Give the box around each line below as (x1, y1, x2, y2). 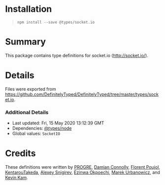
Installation (5, 3, 52, 15)
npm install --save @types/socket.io (17, 20, 95, 25)
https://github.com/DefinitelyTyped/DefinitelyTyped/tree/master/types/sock (5, 91, 159, 97)
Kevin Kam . (5, 175, 28, 181)
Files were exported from (5, 86, 56, 92)
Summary (5, 36, 46, 47)
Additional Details (5, 109, 49, 115)
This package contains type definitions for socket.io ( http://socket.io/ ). (5, 52, 149, 58)
